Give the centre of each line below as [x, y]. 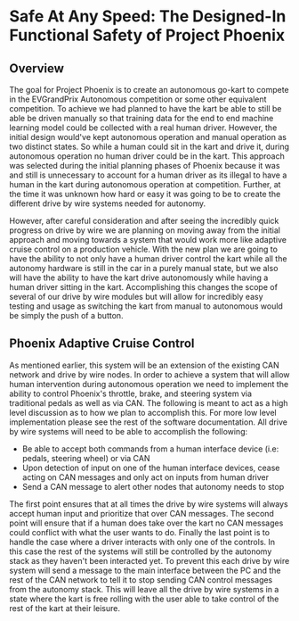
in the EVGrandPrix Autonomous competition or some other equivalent [138, 99]
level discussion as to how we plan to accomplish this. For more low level [143, 412]
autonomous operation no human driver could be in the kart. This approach [147, 156]
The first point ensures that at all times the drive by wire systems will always [149, 504]
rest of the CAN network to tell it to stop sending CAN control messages [141, 580]
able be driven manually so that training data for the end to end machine [141, 118]
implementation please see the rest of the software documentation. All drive [148, 422]
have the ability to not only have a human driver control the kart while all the [148, 259]
